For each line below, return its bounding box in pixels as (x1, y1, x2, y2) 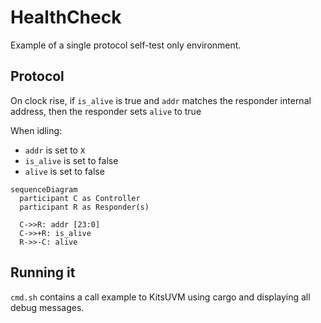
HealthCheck (10, 6, 122, 29)
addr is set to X (24, 144, 86, 156)
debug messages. (10, 301, 85, 313)
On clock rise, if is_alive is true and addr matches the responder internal (10, 94, 312, 106)
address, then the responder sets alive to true (10, 105, 202, 117)
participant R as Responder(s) (19, 202, 150, 212)
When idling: (10, 124, 63, 136)
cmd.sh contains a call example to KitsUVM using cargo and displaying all (10, 291, 311, 303)
